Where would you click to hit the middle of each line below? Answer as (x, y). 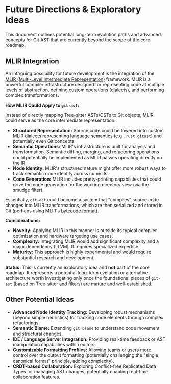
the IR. (19, 163)
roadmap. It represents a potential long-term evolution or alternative (77, 273)
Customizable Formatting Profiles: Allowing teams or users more (82, 350)
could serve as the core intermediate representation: (60, 120)
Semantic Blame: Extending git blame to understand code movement (86, 328)
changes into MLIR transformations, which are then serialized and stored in (84, 205)
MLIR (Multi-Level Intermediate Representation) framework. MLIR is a (78, 79)
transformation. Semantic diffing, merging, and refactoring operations (86, 152)
